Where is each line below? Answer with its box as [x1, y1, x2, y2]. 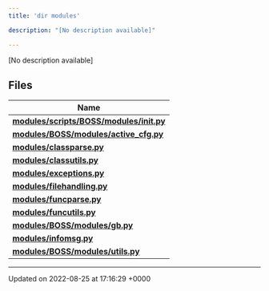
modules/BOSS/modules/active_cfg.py [12, 129, 164, 140]
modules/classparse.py [12, 142, 104, 153]
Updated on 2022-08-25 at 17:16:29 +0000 [8, 274, 151, 284]
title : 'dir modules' [8, 11, 81, 20]
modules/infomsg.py [12, 233, 94, 245]
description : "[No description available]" [8, 26, 156, 34]
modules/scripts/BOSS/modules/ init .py [12, 115, 166, 127]
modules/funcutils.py [12, 207, 96, 218]
